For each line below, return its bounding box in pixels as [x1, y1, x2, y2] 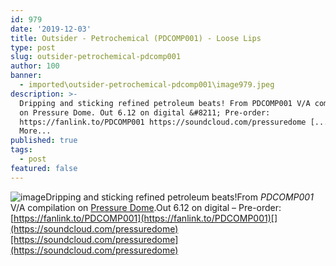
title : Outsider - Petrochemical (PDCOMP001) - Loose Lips [10, 33, 262, 43]
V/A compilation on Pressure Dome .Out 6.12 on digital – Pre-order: [10, 201, 282, 213]
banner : [10, 71, 43, 81]
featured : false [10, 163, 78, 173]
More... [19, 126, 52, 136]
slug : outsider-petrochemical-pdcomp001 [10, 52, 182, 62]
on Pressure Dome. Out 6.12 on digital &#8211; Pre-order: [19, 107, 271, 118]
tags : [10, 145, 33, 155]
